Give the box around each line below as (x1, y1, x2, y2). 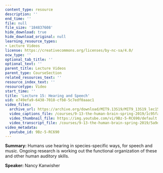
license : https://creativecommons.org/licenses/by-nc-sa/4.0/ (5, 48, 133, 53)
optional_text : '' (5, 61, 42, 66)
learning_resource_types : (5, 39, 57, 44)
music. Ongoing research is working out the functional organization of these (5, 148, 157, 154)
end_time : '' (5, 16, 32, 21)
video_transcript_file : (9, 120, 57, 125)
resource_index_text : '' (5, 79, 55, 84)
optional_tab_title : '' (5, 57, 53, 62)
